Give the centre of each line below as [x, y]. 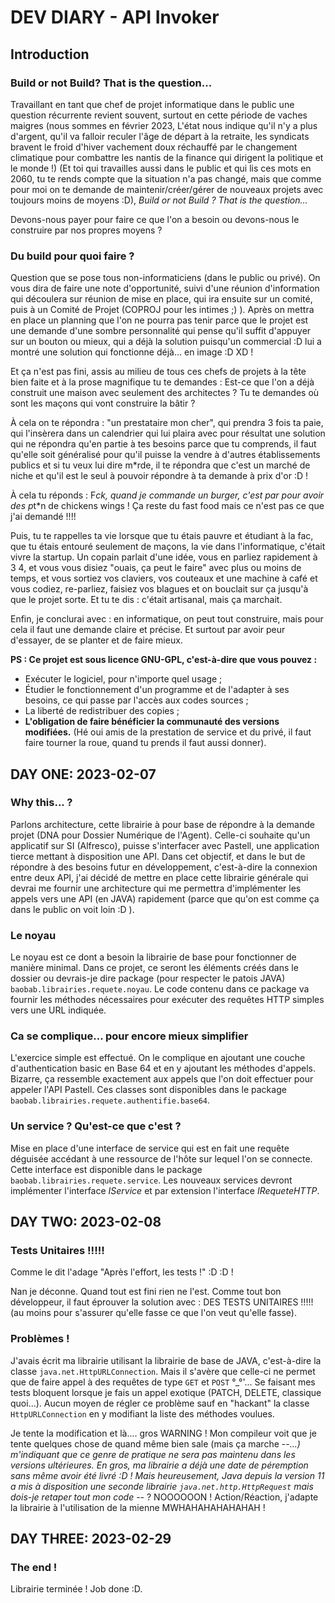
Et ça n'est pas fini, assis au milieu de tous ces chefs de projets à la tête [158, 372]
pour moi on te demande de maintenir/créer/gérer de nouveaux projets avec [167, 189]
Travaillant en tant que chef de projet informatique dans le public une [152, 104]
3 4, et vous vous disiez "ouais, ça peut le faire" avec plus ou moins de [156, 568]
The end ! [34, 1568]
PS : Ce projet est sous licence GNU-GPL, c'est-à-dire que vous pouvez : [164, 660]
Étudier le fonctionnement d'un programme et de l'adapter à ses [157, 690]
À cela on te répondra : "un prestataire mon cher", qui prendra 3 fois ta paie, [167, 423]
